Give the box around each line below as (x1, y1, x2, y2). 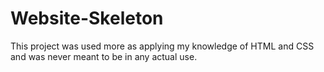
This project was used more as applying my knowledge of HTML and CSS (10, 40, 315, 52)
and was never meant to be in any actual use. (10, 50, 198, 62)
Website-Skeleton (10, 7, 164, 30)
